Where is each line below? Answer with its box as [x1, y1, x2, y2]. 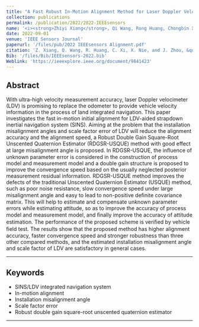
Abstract [6, 80, 40, 90]
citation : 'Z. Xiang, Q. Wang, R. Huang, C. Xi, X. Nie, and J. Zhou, [6, 47, 184, 53]
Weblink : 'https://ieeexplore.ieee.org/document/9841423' [6, 58, 152, 64]
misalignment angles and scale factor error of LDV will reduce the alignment [6, 128, 192, 135]
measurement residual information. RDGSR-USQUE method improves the [6, 173, 185, 180]
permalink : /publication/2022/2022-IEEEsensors [6, 20, 126, 26]
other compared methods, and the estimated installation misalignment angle [6, 239, 192, 246]
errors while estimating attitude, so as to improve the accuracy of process [6, 205, 187, 212]
